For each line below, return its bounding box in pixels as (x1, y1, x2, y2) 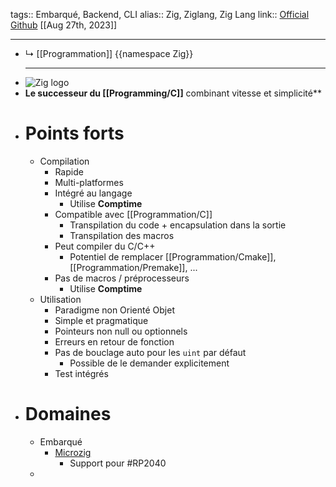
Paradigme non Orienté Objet (54, 304, 176, 316)
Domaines (24, 403, 112, 426)
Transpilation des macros (69, 229, 175, 241)
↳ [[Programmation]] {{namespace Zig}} (24, 48, 194, 59)
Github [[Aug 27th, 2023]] (10, 19, 118, 31)
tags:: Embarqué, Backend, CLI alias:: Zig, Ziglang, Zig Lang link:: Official (10, 9, 310, 20)
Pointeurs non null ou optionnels (54, 325, 188, 337)
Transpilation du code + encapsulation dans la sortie (69, 219, 287, 231)
